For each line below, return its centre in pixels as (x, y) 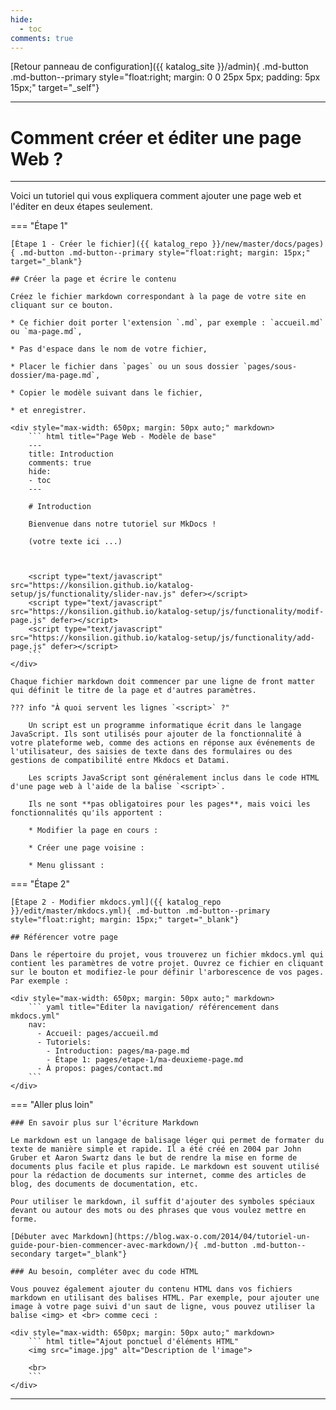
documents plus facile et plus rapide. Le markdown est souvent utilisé (165, 1167)
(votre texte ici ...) (75, 542)
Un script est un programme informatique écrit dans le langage (165, 726)
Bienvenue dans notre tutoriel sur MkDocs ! (122, 524)
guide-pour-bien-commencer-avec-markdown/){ (104, 1246)
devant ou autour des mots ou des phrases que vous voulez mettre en (158, 1211)
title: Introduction (71, 454)
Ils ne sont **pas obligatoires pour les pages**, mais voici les (169, 804)
